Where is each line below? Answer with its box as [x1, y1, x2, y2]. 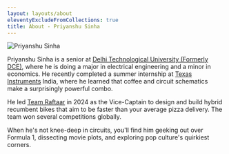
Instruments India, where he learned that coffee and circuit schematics [7, 77, 208, 86]
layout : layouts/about [7, 10, 72, 17]
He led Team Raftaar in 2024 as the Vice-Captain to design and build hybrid [7, 98, 223, 106]
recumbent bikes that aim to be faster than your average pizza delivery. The [7, 105, 223, 114]
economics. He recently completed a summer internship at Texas [7, 70, 192, 78]
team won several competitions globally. [7, 113, 122, 121]
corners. [7, 141, 32, 149]
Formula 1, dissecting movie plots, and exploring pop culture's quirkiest [7, 133, 210, 142]
